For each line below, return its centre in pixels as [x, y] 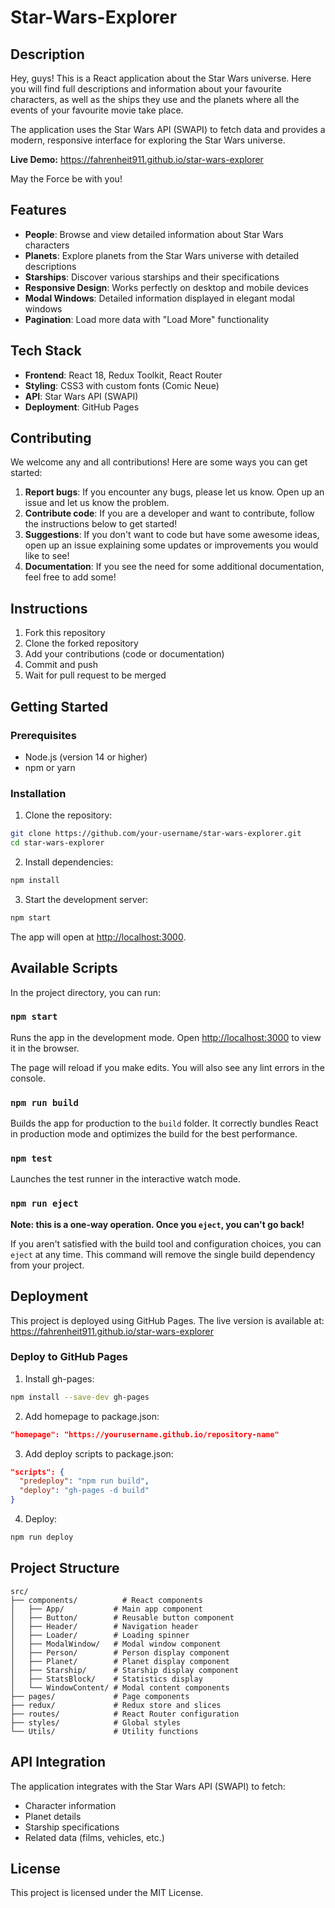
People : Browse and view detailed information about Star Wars [154, 234]
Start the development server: [86, 899]
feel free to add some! [70, 577]
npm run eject [44, 1204]
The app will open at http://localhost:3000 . [98, 937]
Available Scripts [64, 968]
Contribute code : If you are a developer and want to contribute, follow [169, 513]
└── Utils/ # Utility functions [104, 1731]
